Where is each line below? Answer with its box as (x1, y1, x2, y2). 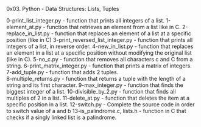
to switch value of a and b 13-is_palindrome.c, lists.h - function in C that (6, 108, 187, 114)
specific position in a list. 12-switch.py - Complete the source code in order (6, 101, 195, 108)
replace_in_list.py (6, 30, 50, 37)
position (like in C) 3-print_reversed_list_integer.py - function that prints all (6, 36, 193, 43)
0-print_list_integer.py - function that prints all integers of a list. (6, 17, 165, 24)
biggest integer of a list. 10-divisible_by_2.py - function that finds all (6, 88, 176, 95)
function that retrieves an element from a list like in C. (46, 24, 181, 30)
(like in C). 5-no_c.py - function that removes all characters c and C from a (6, 56, 193, 63)
